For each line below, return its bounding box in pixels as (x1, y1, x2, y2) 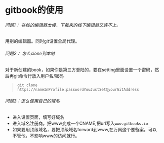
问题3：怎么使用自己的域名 (5, 98, 60, 104)
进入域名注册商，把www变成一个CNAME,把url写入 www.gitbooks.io (12, 120, 148, 126)
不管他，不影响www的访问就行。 (12, 133, 80, 139)
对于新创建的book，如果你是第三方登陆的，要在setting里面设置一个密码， (5, 67, 155, 72)
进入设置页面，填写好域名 (12, 114, 65, 120)
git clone (17, 82, 38, 88)
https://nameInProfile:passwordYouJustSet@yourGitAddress (17, 87, 139, 92)
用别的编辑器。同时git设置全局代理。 (5, 38, 80, 44)
